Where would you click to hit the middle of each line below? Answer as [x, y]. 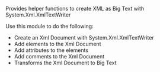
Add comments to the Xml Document [59, 56]
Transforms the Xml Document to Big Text [65, 63]
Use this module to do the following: [49, 26]
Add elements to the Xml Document [57, 44]
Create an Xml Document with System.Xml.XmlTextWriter [84, 37]
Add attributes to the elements [51, 50]
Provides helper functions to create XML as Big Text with [75, 9]
